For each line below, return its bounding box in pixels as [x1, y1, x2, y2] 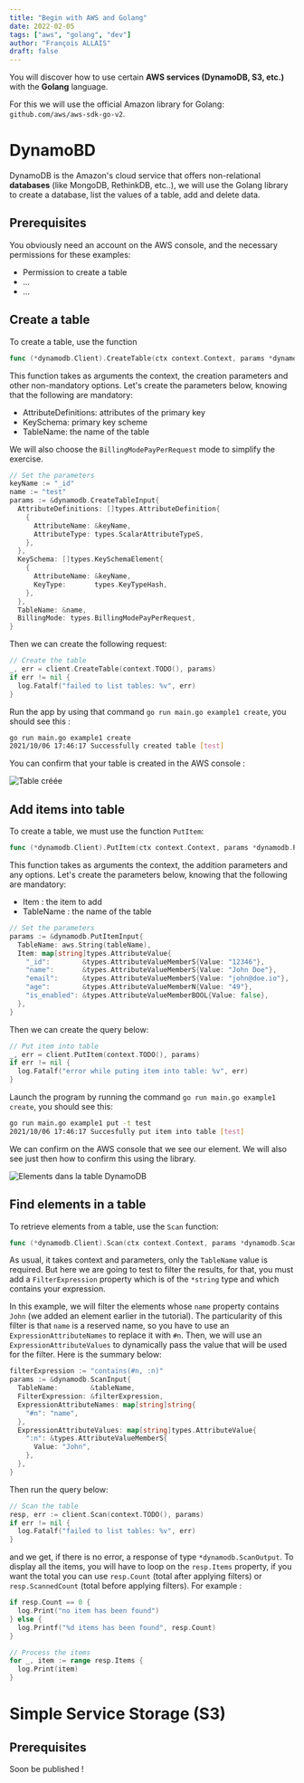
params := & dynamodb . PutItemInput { [9, 931, 144, 941]
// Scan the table [9, 1502, 79, 1511]
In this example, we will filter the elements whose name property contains [9, 1301, 280, 1312]
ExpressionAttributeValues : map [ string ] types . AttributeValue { [17, 1425, 257, 1435]
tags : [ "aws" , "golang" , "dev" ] [9, 30, 131, 39]
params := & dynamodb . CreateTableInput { [9, 496, 160, 505]
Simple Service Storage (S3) [9, 1703, 226, 1724]
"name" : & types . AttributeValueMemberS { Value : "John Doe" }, [25, 966, 278, 975]
